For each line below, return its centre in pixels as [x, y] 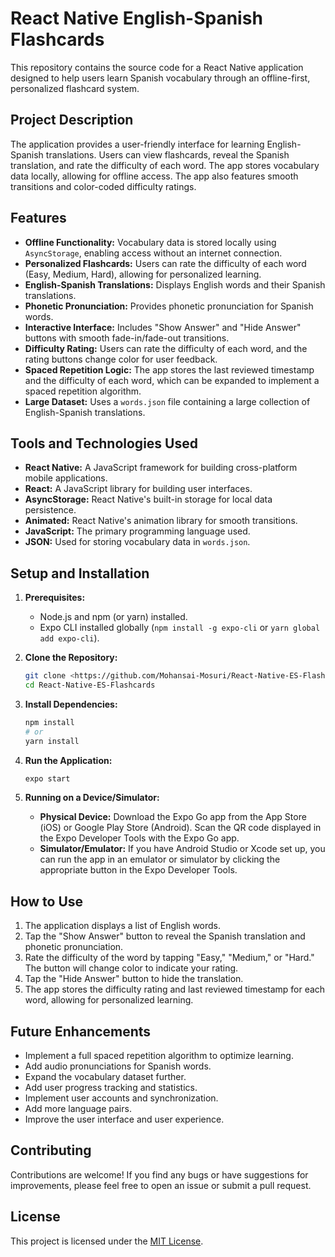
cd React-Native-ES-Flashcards [90, 685]
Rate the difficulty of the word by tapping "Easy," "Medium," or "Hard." [169, 958]
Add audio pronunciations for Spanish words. [118, 1066]
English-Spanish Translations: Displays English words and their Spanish [175, 284]
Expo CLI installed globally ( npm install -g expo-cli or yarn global [180, 628]
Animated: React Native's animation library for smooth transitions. [161, 521]
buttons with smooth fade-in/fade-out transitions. [127, 338]
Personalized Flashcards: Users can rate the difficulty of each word [165, 263]
